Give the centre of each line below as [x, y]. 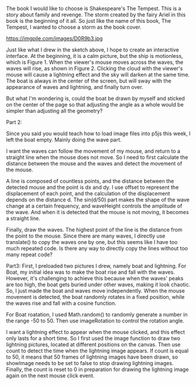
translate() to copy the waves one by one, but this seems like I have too [92, 242]
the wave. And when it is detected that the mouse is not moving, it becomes [97, 212]
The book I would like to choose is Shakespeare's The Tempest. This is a [94, 8]
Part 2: [14, 122]
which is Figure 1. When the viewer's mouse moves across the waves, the [95, 62]
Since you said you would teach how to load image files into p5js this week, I [98, 133]
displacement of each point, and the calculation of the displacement [88, 193]
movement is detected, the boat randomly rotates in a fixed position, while [95, 297]
